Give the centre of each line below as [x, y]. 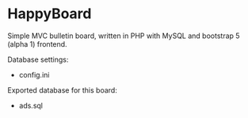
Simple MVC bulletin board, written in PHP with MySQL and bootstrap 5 [124, 36]
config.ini [34, 74]
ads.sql [31, 105]
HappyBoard [50, 14]
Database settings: [38, 59]
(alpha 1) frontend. [38, 44]
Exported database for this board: [63, 90]
